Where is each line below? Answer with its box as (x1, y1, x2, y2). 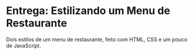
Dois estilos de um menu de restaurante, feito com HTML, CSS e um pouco (6, 36, 188, 43)
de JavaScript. (6, 42, 41, 49)
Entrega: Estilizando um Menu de (6, 4, 171, 18)
